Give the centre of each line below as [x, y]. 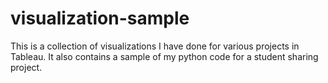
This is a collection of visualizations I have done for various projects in [155, 46]
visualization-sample [100, 18]
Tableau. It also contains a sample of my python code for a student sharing [164, 56]
